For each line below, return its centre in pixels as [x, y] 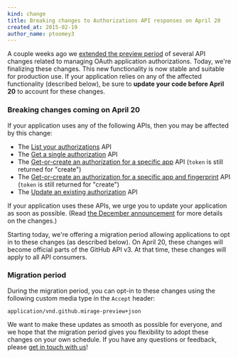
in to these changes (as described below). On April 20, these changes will [115, 242]
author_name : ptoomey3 [41, 34]
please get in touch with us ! [48, 347]
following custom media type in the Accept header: [81, 298]
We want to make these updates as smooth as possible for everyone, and [115, 324]
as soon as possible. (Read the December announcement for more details [115, 213]
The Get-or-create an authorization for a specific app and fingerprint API [124, 177]
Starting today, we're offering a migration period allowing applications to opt [119, 234]
